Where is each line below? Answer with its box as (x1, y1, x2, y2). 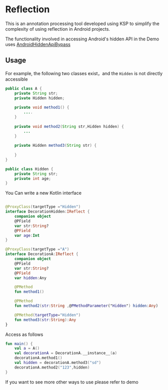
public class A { (5, 86, 42, 91)
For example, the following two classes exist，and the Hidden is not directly (5, 70, 163, 76)
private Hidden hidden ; (14, 96, 65, 101)
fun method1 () (14, 289, 44, 294)
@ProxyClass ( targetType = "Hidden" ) (5, 204, 81, 210)
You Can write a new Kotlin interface (5, 190, 82, 196)
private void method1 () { (14, 105, 70, 110)
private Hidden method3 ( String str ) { (14, 143, 97, 148)
